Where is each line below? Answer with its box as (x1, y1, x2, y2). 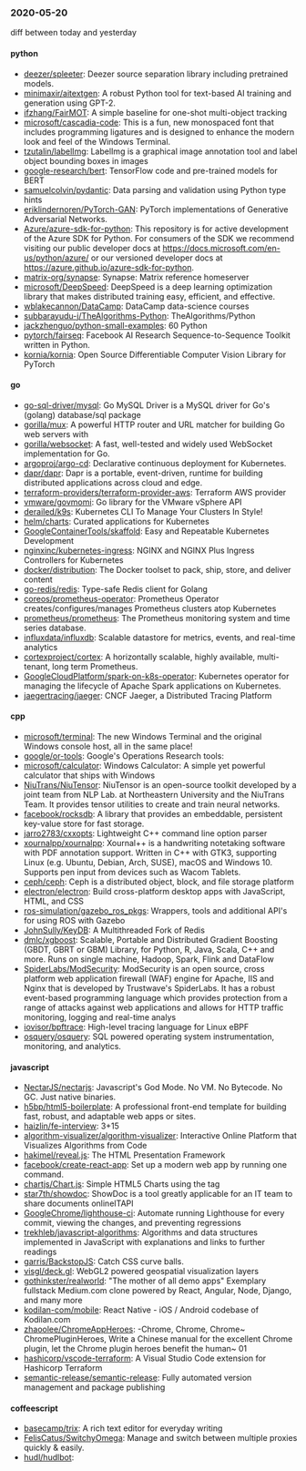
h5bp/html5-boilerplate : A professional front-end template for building (23, 1101, 287, 1112)
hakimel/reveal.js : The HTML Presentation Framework (23, 1149, 226, 1160)
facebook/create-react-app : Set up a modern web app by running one (23, 1159, 288, 1170)
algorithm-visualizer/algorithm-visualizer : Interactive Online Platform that (23, 1130, 297, 1141)
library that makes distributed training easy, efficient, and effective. (23, 291, 276, 301)
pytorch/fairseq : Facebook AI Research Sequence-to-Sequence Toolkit (23, 330, 291, 341)
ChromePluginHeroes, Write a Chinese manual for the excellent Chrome (23, 1333, 293, 1344)
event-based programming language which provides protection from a (23, 992, 288, 1003)
